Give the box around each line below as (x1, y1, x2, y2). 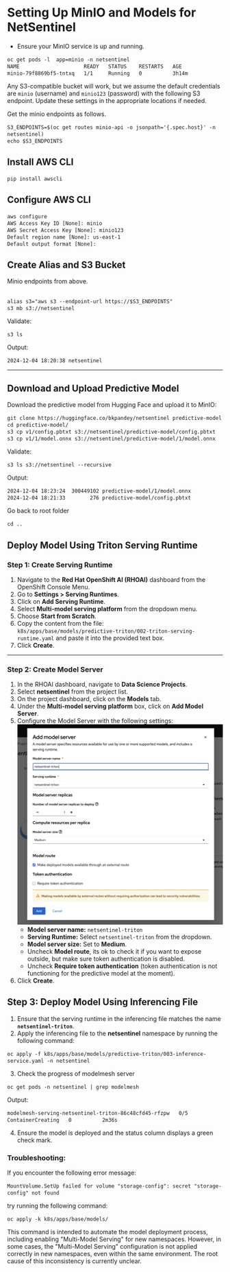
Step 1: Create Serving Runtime (7, 560, 113, 569)
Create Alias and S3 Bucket (7, 259, 126, 270)
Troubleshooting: (7, 1153, 66, 1162)
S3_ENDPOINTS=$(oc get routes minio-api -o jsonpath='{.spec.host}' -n (7, 123, 216, 131)
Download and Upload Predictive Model (7, 382, 179, 394)
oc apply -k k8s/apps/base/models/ (7, 1216, 109, 1223)
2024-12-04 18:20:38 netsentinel (7, 357, 103, 364)
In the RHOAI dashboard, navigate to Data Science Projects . (16, 681, 188, 689)
